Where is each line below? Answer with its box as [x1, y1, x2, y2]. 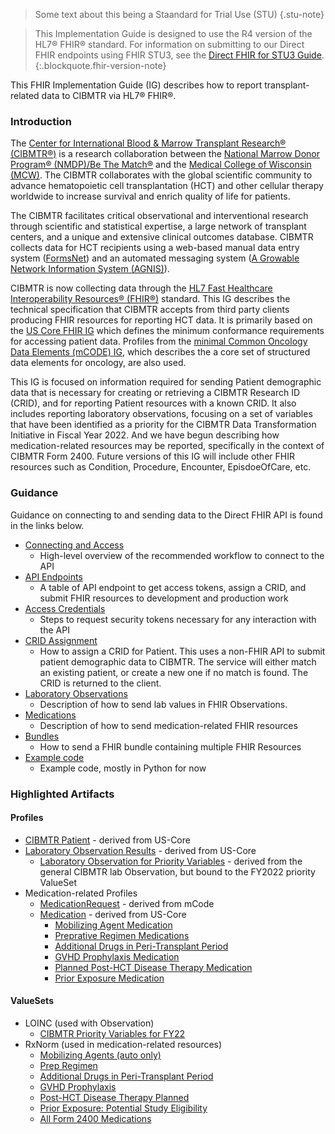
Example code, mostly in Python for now [39, 762, 207, 774]
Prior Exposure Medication [54, 972, 165, 984]
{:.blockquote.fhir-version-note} [34, 60, 167, 71]
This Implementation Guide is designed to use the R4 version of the [34, 28, 313, 39]
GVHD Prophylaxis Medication [54, 950, 180, 963]
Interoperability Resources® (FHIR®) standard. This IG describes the [10, 293, 291, 305]
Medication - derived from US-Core [39, 908, 187, 920]
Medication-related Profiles [24, 887, 138, 899]
